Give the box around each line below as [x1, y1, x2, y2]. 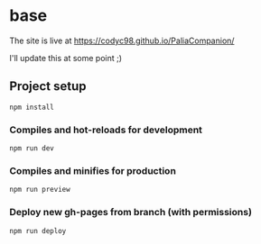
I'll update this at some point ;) [9, 52, 123, 63]
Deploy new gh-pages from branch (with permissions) [9, 206, 253, 219]
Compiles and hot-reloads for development [9, 123, 203, 136]
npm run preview [9, 185, 70, 194]
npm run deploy [9, 226, 67, 235]
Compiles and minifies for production [9, 164, 176, 176]
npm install [9, 103, 54, 112]
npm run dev [9, 144, 54, 153]
